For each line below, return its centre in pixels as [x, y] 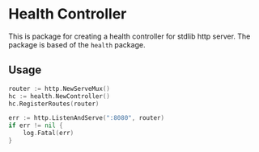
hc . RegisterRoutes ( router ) [54, 104]
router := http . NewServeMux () [59, 88]
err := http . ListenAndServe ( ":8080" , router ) [86, 118]
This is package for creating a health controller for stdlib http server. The [129, 36]
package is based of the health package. [77, 44]
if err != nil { [36, 125]
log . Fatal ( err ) [49, 134]
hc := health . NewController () [59, 96]
